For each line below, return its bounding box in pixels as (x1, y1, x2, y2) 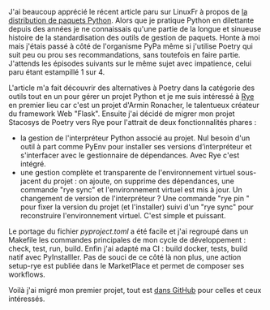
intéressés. (8, 294, 45, 304)
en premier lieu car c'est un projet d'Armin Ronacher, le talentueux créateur (8, 101, 259, 110)
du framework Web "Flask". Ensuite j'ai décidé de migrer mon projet (8, 109, 235, 118)
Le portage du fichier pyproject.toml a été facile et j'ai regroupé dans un (8, 226, 249, 236)
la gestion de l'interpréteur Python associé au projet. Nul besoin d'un (19, 133, 251, 143)
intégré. (19, 159, 46, 169)
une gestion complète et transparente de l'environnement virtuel (19, 168, 236, 177)
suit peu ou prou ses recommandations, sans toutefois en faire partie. (8, 50, 241, 59)
